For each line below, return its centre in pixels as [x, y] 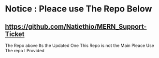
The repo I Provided [25, 51]
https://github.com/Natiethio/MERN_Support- [76, 27]
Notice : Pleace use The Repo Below [79, 9]
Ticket [15, 34]
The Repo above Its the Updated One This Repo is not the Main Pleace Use [80, 46]
